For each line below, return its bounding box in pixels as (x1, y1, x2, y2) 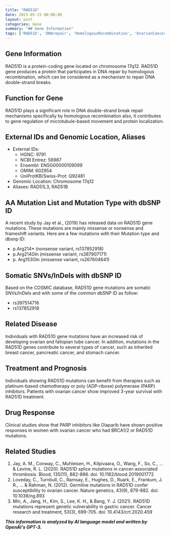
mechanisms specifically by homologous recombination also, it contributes (5, 112, 161, 119)
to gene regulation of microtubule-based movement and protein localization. (5, 118, 164, 124)
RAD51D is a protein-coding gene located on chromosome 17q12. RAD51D (5, 63, 158, 69)
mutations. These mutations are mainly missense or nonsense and (5, 225, 143, 231)
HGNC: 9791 (20, 151, 46, 157)
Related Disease (5, 320, 57, 328)
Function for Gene (5, 94, 63, 103)
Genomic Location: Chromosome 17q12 (12, 178, 95, 185)
